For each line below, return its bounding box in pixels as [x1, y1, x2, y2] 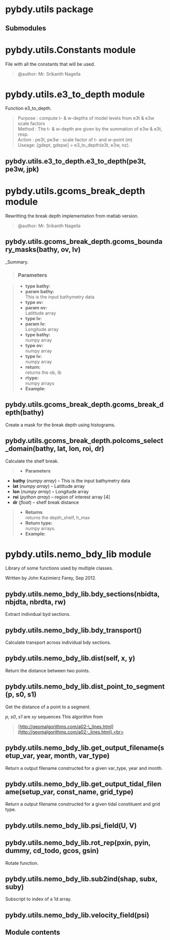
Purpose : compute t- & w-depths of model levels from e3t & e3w [17, 115, 155, 121]
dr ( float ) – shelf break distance [12, 499, 79, 505]
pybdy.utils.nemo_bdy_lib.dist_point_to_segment [5, 682, 165, 691]
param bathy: [25, 288, 55, 294]
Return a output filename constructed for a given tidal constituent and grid [5, 801, 161, 807]
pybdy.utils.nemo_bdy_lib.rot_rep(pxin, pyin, [5, 838, 151, 847]
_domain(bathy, [5, 445, 56, 453]
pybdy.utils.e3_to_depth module [5, 88, 145, 100]
